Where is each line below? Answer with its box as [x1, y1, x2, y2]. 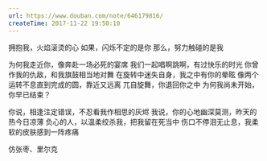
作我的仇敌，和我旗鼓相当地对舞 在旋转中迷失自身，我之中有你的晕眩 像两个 [8, 69, 259, 79]
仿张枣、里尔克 [8, 144, 58, 154]
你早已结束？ [8, 89, 51, 99]
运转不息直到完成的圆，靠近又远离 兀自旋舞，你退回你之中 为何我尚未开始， [8, 80, 259, 89]
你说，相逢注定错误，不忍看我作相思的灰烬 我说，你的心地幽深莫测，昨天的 [8, 106, 257, 117]
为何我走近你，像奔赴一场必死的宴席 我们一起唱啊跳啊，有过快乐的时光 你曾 [8, 60, 259, 69]
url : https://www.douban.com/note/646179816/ [8, 11, 163, 20]
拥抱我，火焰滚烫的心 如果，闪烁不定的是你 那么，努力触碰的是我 [8, 42, 224, 52]
